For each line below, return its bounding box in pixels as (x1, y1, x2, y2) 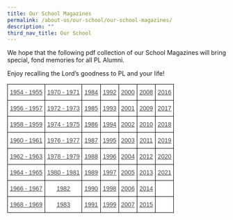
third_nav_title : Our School (7, 29, 92, 37)
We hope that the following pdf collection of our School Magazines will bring (7, 49, 227, 57)
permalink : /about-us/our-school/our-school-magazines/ (7, 17, 172, 24)
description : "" (7, 23, 54, 30)
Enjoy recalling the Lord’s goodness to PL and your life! (7, 69, 165, 78)
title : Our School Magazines (7, 10, 92, 17)
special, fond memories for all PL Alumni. (7, 56, 125, 65)
